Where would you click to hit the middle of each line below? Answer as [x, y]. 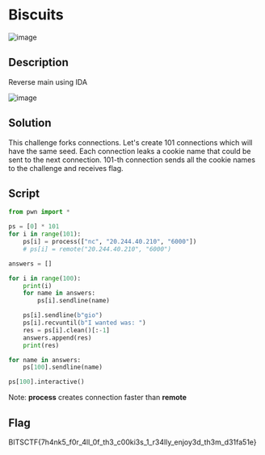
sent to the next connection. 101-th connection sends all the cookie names [132, 160]
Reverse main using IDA [48, 81]
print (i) [38, 286]
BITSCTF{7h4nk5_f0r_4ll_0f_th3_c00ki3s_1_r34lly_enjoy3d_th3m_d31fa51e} [132, 442]
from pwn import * [39, 212]
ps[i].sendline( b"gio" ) [63, 315]
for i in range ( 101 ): [45, 234]
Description [38, 63]
